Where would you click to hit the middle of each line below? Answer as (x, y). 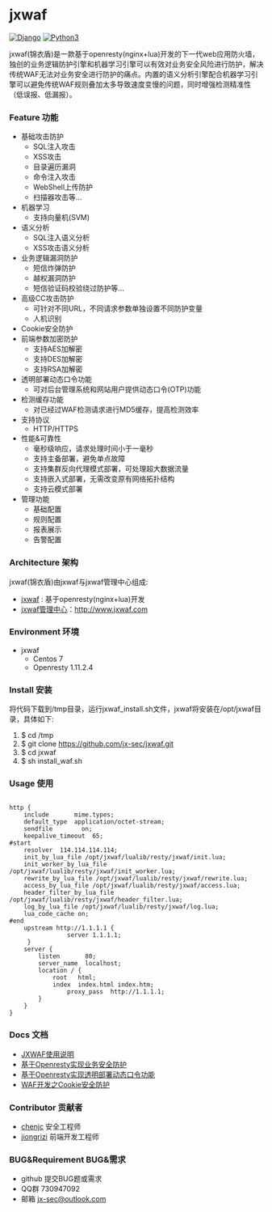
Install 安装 (31, 689)
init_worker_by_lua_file (65, 865)
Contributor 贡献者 (46, 1108)
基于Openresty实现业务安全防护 (74, 1064)
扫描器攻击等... (57, 197)
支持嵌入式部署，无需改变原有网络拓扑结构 (104, 479)
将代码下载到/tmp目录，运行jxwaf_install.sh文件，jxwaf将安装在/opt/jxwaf (132, 709)
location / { (60, 971)
